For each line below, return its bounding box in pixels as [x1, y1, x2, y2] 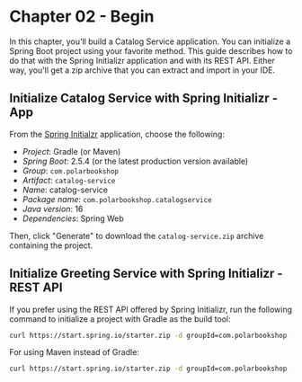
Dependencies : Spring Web [22, 213, 124, 224]
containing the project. [9, 240, 93, 251]
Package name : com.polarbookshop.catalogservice [22, 193, 213, 204]
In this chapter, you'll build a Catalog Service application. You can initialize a [9, 36, 291, 47]
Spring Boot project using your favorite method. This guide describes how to [9, 45, 293, 56]
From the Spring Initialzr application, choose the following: [9, 129, 225, 139]
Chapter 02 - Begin [9, 6, 155, 27]
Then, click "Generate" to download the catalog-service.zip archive [9, 230, 264, 241]
